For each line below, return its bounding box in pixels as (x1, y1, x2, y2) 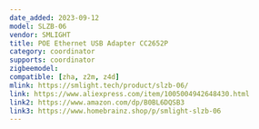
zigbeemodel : (9, 64, 59, 74)
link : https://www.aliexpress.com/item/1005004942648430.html (9, 89, 250, 98)
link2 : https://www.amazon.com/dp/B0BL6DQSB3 (9, 97, 184, 107)
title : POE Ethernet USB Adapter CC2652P (9, 38, 169, 48)
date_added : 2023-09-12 (9, 13, 100, 23)
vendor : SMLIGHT (9, 30, 71, 39)
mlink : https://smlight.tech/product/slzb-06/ (9, 81, 189, 90)
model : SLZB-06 (9, 22, 67, 31)
